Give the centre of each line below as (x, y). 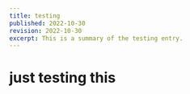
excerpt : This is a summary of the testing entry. (96, 38)
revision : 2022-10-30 (46, 31)
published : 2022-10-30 (47, 23)
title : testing (35, 16)
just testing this (63, 78)
